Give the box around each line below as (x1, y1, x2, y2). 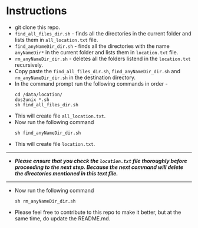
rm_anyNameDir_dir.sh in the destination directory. (14, 74, 136, 81)
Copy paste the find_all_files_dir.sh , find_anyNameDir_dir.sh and (14, 67, 181, 74)
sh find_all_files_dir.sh (14, 102, 78, 108)
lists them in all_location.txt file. (14, 36, 98, 43)
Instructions (6, 4, 67, 18)
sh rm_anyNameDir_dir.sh (14, 198, 76, 204)
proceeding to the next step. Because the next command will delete (14, 164, 184, 171)
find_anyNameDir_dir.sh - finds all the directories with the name (14, 43, 170, 50)
